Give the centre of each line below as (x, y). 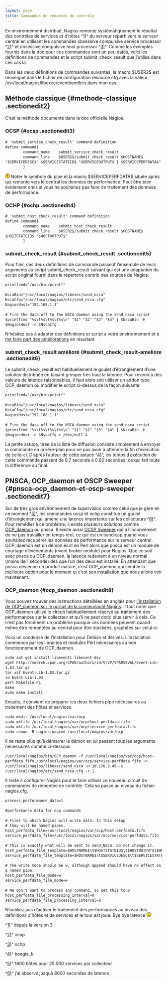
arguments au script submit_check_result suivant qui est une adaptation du (82, 270)
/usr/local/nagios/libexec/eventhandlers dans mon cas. (61, 83)
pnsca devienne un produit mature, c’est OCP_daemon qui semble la (75, 567)
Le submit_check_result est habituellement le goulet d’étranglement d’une (81, 369)
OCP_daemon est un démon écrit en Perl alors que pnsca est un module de (82, 545)
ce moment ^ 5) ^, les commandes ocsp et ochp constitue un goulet (73, 514)
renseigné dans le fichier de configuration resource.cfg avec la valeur (77, 77)
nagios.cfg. (17, 791)
